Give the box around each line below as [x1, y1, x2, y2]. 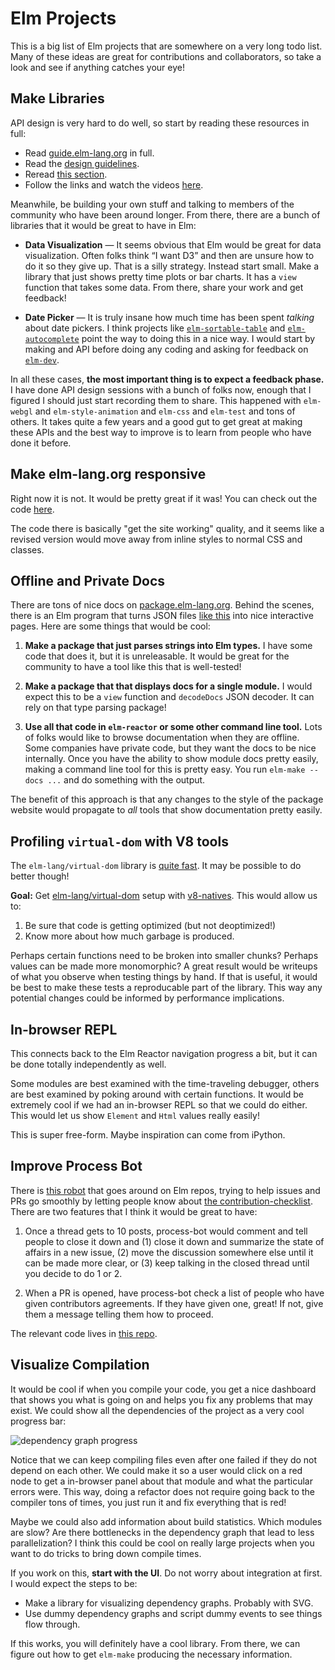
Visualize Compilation [10, 1357, 150, 1374]
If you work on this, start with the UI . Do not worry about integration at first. [10, 1567, 323, 1579]
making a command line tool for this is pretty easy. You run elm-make [24, 763, 306, 776]
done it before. [10, 437, 72, 449]
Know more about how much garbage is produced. [24, 930, 235, 942]
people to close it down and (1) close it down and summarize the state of [24, 1235, 325, 1247]
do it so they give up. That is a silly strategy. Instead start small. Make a [24, 260, 320, 272]
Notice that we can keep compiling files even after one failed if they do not [10, 1453, 318, 1466]
